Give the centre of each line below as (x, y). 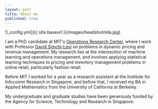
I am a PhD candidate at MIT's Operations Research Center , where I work (78, 42)
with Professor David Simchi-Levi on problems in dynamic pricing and (75, 47)
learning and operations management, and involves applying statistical (76, 57)
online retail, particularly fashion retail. (43, 67)
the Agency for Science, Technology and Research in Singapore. (70, 102)
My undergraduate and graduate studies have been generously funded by (79, 96)
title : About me (21, 14)
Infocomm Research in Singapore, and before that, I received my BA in (75, 82)
